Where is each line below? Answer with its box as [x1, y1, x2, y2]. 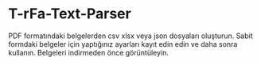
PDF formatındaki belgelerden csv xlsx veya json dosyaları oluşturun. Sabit [8, 31, 253, 40]
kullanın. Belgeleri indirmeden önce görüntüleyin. [8, 48, 169, 57]
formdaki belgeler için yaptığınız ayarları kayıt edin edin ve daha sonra [8, 39, 238, 48]
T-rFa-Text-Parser [8, 5, 131, 23]
